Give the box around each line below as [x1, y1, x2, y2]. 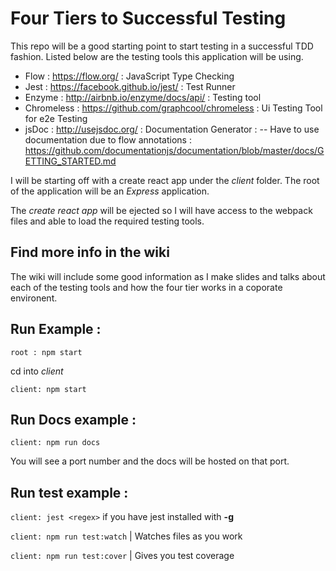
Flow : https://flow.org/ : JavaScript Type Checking [24, 70, 235, 82]
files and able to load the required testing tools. [10, 215, 205, 227]
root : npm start [10, 347, 83, 357]
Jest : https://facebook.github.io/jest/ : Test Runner [24, 80, 236, 92]
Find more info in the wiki [10, 244, 170, 261]
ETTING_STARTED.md [24, 155, 117, 167]
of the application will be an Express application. [10, 185, 210, 197]
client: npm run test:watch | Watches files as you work [10, 530, 243, 542]
